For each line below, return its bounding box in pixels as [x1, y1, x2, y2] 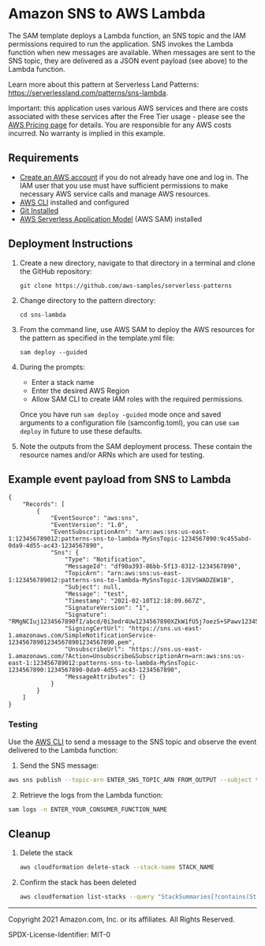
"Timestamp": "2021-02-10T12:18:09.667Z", [64, 597, 207, 605]
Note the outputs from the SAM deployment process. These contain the [19, 441, 252, 451]
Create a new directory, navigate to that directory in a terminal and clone [19, 258, 256, 267]
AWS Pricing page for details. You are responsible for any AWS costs [8, 120, 232, 129]
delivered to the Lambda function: [8, 745, 118, 754]
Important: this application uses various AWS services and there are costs [8, 103, 248, 113]
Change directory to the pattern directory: [19, 295, 156, 305]
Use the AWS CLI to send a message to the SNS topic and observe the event [8, 737, 257, 746]
